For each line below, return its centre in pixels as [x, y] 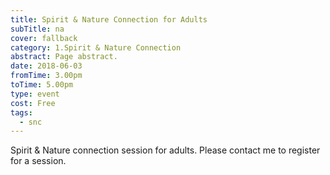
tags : [21, 112]
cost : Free [33, 103]
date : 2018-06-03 [46, 66]
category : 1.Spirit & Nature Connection [96, 47]
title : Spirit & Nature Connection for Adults [109, 19]
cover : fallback [44, 38]
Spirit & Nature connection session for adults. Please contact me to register [165, 150]
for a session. [38, 161]
